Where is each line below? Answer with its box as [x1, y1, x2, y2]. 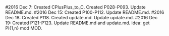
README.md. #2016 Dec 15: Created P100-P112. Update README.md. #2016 [5, 9, 164, 15]
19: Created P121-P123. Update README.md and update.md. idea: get [5, 20, 150, 26]
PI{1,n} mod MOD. [5, 25, 42, 31]
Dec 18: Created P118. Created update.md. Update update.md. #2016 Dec [5, 15, 158, 20]
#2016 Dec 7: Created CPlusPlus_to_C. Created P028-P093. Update [5, 4, 146, 10]
